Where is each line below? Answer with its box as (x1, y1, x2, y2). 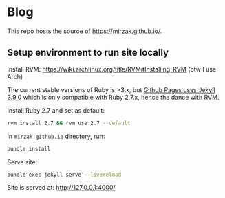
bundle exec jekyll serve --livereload (7, 171, 122, 178)
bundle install (7, 145, 51, 152)
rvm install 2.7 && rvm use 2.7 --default (7, 120, 131, 126)
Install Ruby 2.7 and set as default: (7, 106, 105, 114)
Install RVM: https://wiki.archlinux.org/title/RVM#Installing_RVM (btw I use (7, 65, 217, 73)
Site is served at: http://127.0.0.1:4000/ (7, 184, 116, 192)
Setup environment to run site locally (7, 47, 169, 58)
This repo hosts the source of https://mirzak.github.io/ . (7, 27, 162, 35)
